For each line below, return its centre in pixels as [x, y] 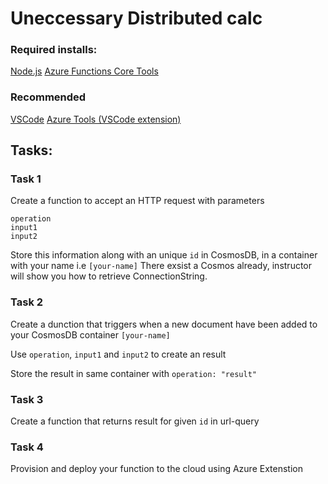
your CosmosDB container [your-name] [90, 334]
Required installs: [54, 50]
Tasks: [31, 150]
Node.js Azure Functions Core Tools [84, 71]
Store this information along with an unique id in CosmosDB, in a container [164, 255]
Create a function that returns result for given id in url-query [135, 421]
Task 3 [27, 399]
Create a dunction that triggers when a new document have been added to [164, 324]
